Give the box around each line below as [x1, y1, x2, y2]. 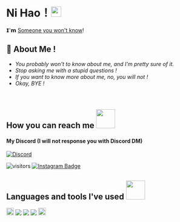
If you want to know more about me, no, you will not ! [15, 73, 148, 80]
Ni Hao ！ [6, 6, 52, 20]
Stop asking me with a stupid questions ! [15, 67, 117, 74]
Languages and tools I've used [6, 191, 124, 201]
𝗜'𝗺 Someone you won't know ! [6, 26, 84, 34]
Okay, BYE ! [15, 79, 45, 87]
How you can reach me [6, 120, 95, 131]
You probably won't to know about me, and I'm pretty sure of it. [15, 60, 175, 67]
